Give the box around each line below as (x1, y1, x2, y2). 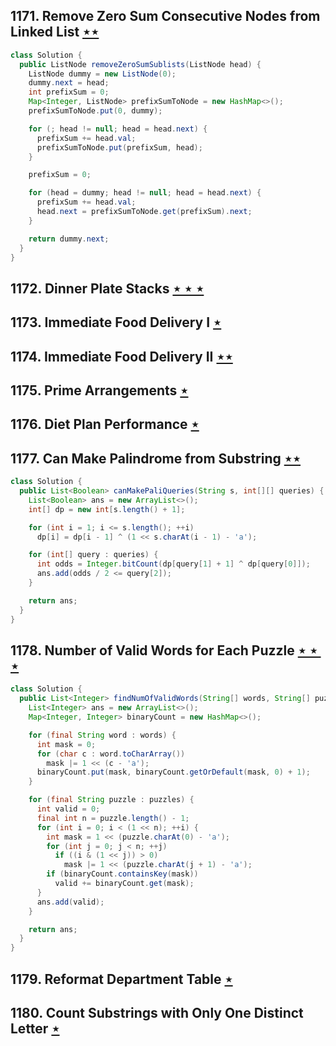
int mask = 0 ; (36, 739, 97, 749)
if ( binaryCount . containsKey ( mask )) (46, 869, 199, 879)
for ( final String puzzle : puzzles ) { (28, 795, 195, 805)
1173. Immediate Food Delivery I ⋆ (10, 314, 222, 331)
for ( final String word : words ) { (28, 730, 177, 740)
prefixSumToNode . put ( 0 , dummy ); (28, 106, 163, 116)
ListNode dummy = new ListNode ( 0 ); (28, 69, 177, 79)
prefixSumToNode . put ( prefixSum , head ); (36, 142, 203, 153)
